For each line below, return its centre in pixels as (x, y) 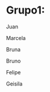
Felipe (14, 72)
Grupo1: (26, 10)
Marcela (16, 38)
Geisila (14, 84)
